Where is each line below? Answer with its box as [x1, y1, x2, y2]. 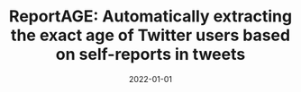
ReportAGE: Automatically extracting [8, 6, 293, 27]
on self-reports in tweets [55, 45, 246, 64]
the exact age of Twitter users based [11, 25, 290, 46]
